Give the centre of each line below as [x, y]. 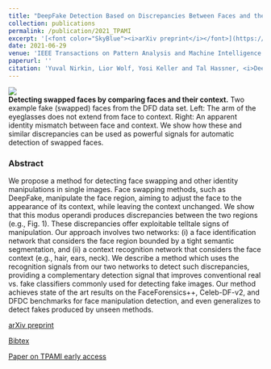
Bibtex [19, 341]
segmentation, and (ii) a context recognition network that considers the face [135, 249]
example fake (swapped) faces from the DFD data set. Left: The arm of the [132, 108]
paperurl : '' [30, 61]
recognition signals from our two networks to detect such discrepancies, [129, 266]
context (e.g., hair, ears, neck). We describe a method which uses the [124, 258]
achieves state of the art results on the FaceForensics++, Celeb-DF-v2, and [134, 292]
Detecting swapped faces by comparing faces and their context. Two [126, 99]
